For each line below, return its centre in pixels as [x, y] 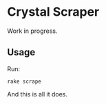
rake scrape [24, 81]
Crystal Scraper [53, 12]
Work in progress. [32, 31]
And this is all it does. [37, 94]
